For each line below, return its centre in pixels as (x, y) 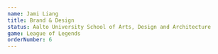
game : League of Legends (44, 33)
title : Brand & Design (41, 20)
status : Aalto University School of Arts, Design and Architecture (109, 27)
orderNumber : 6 (30, 40)
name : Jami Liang (33, 14)
